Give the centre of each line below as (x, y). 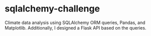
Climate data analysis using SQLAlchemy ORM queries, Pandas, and (75, 22)
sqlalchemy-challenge (52, 9)
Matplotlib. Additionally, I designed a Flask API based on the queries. (75, 27)
